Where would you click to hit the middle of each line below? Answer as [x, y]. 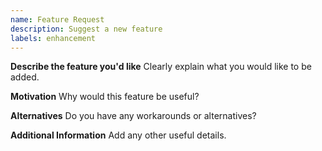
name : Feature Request [57, 19]
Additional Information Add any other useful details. [118, 135]
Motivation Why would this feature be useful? [105, 97]
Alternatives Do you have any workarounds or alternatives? [133, 116]
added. [25, 77]
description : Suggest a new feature [86, 29]
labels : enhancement [53, 38]
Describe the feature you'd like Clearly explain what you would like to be [161, 67]
